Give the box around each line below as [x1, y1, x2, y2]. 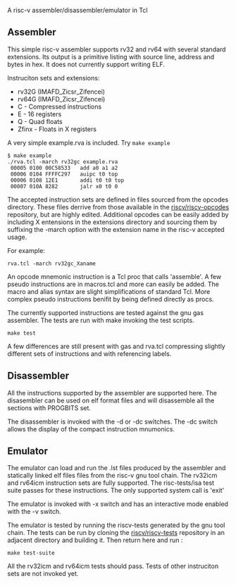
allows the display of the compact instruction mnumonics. [7, 424, 175, 433]
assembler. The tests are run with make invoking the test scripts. [7, 316, 195, 324]
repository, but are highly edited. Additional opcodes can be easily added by [7, 210, 229, 218]
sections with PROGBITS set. [7, 403, 92, 412]
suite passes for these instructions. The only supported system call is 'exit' [7, 486, 225, 495]
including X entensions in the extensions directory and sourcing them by [7, 218, 218, 226]
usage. [7, 233, 27, 241]
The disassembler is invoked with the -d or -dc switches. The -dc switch [7, 417, 218, 426]
